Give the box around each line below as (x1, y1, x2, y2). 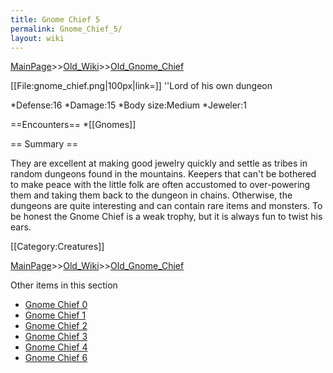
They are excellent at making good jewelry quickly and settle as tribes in (10, 157, 308, 170)
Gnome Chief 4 (24, 341, 88, 353)
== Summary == (10, 138, 78, 150)
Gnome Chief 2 (24, 320, 88, 332)
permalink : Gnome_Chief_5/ (10, 24, 123, 34)
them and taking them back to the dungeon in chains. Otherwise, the (10, 189, 293, 201)
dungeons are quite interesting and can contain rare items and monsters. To (10, 200, 323, 212)
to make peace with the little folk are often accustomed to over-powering (10, 179, 311, 191)
